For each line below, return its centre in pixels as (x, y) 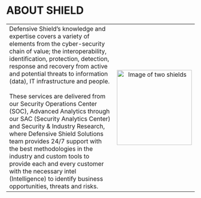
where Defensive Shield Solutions (56, 134)
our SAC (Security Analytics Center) (60, 119)
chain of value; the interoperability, (58, 51)
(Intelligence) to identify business (56, 179)
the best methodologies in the (51, 149)
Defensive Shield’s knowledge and (57, 29)
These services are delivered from (57, 96)
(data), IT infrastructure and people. (60, 81)
